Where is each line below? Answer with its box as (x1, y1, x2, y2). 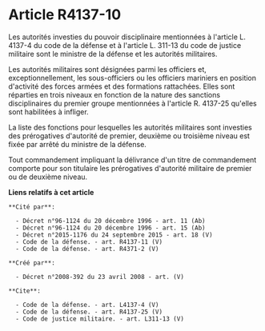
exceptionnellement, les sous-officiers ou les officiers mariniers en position (8, 73, 257, 82)
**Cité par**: (8, 202, 56, 211)
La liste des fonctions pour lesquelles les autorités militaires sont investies (8, 122, 252, 132)
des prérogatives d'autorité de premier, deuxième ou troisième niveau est (8, 130, 251, 141)
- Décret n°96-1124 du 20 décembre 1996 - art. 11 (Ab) (15, 217, 206, 225)
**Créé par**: (8, 258, 56, 267)
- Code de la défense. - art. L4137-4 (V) (15, 301, 159, 309)
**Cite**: (8, 286, 42, 295)
